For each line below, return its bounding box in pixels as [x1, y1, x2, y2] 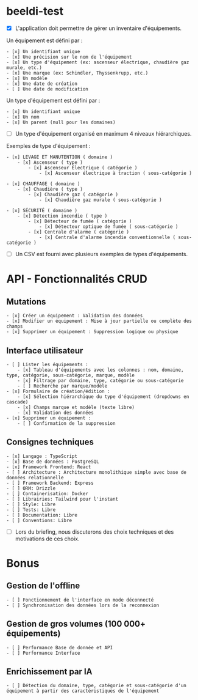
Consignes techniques [6, 437, 94, 448]
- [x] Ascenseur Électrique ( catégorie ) [28, 165, 138, 171]
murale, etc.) [6, 65, 43, 71]
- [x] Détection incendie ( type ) [17, 213, 108, 219]
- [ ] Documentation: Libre [6, 512, 78, 518]
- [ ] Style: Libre [6, 501, 56, 507]
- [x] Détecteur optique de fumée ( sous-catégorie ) [38, 224, 179, 230]
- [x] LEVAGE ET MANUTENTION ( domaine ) [6, 154, 113, 160]
